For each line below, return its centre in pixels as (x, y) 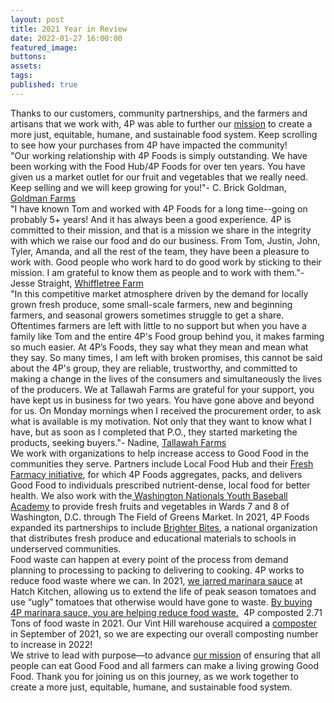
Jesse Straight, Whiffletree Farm (77, 283)
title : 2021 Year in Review (69, 29)
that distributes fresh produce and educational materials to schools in (153, 538)
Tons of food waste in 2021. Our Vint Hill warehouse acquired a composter (163, 623)
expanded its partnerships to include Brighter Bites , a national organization (164, 527)
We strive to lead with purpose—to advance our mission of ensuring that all (165, 655)
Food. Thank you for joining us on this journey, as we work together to (154, 676)
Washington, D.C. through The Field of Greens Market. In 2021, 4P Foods (160, 517)
